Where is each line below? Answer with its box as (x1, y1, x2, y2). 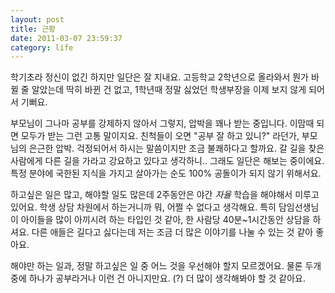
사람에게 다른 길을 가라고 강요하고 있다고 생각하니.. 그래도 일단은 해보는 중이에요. (10, 155, 325, 167)
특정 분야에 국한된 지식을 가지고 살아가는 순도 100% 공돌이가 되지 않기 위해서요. (10, 167, 322, 180)
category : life (10, 42, 74, 53)
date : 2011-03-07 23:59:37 (10, 33, 123, 43)
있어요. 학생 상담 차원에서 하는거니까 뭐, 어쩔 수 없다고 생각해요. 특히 (10, 201, 277, 213)
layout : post (10, 14, 65, 25)
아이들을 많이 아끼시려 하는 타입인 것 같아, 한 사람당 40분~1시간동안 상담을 (20, 214, 311, 226)
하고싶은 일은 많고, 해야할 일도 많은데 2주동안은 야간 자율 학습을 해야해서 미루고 (10, 189, 320, 201)
